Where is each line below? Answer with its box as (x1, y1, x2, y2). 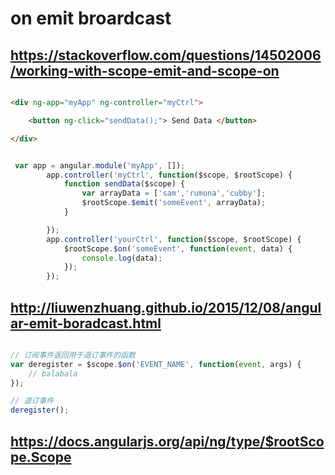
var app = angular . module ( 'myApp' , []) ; (14, 160, 186, 171)
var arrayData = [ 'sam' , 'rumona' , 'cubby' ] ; (81, 188, 267, 199)
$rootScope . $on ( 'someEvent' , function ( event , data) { (63, 243, 293, 254)
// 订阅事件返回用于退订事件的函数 (10, 350, 136, 360)
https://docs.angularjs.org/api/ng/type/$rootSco (10, 433, 325, 450)
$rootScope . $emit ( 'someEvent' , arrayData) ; (81, 198, 267, 208)
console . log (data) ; (81, 253, 163, 263)
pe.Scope (10, 448, 72, 466)
